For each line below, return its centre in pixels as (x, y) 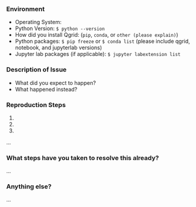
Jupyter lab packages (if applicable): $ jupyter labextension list (98, 54)
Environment (26, 9)
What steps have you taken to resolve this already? (83, 158)
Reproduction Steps (36, 105)
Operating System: (38, 22)
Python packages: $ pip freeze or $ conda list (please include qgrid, (103, 42)
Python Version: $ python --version (60, 28)
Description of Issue (36, 70)
